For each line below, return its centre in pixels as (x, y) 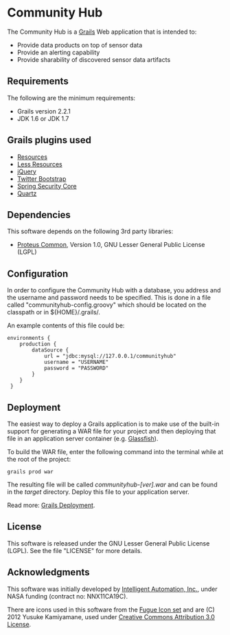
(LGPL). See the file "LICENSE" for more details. (75, 550)
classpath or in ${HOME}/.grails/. (54, 312)
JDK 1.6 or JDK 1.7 (43, 118)
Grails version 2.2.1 (44, 111)
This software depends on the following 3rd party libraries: (90, 231)
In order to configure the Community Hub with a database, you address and (114, 290)
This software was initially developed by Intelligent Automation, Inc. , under (112, 589)
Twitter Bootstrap (42, 179)
